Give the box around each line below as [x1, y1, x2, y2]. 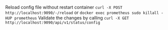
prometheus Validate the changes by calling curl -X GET [14, 15, 129, 20]
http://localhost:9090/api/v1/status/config [5, 20, 100, 25]
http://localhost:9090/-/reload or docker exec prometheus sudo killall [5, 9, 159, 15]
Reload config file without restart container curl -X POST [5, 4, 123, 10]
